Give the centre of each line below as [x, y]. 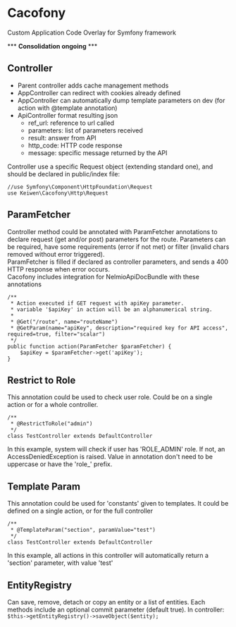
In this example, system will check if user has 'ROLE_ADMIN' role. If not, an [116, 449]
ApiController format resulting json [68, 115]
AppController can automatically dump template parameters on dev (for [121, 100]
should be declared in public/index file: [64, 174]
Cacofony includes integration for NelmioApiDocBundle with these [103, 276]
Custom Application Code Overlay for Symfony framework [92, 32]
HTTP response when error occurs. [59, 269]
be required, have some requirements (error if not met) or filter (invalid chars [118, 246]
